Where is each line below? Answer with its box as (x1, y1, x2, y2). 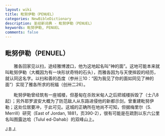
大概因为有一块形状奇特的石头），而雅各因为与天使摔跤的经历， (31, 69, 159, 75)
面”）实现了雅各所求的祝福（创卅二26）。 (5, 81, 88, 87)
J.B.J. (5, 126, 17, 132)
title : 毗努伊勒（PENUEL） (5, 12, 56, 17)
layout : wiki (5, 7, 32, 12)
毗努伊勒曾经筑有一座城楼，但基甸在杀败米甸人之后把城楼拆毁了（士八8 (13, 91, 159, 98)
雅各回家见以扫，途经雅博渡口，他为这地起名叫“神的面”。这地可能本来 (13, 63, 156, 69)
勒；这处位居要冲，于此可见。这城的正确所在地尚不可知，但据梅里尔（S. (5, 104, 152, 110)
